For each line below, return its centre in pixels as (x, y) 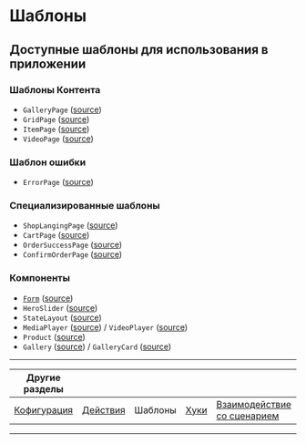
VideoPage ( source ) (58, 139)
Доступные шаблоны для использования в (139, 50)
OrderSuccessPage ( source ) (72, 245)
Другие (43, 377)
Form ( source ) (48, 298)
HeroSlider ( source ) (60, 307)
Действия (103, 409)
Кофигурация (44, 409)
